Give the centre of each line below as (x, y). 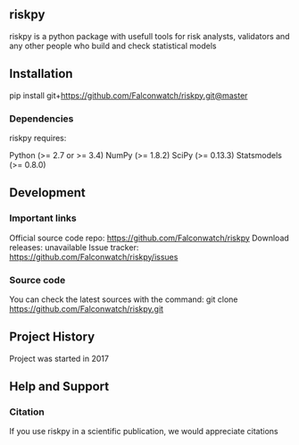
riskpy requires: (38, 138)
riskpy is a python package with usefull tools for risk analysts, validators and (149, 36)
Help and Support (59, 386)
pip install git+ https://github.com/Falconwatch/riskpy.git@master (129, 95)
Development (48, 193)
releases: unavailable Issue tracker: (74, 247)
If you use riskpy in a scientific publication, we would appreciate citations (144, 432)
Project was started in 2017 (59, 358)
